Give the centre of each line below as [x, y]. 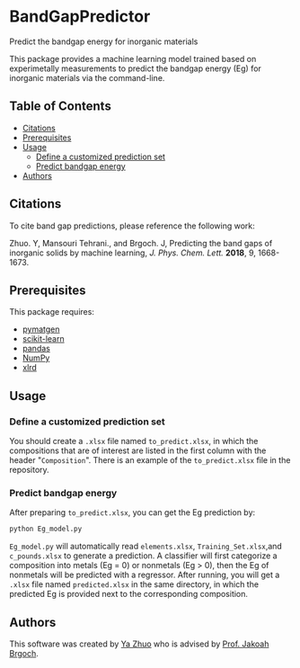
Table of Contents [61, 107]
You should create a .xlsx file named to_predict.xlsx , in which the [134, 441]
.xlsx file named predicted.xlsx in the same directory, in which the [134, 584]
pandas [36, 349]
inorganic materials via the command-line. [87, 77]
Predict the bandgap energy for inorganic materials [104, 41]
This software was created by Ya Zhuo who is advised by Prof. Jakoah [139, 644]
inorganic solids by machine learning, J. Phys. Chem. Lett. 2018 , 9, [132, 253]
